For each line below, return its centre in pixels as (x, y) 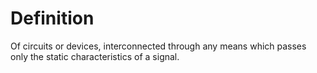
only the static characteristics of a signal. (95, 56)
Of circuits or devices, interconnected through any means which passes (158, 46)
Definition (52, 18)
